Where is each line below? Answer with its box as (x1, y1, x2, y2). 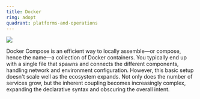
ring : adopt (6, 14, 36, 20)
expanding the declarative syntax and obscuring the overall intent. (6, 86, 170, 93)
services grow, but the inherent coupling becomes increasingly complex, (6, 79, 186, 87)
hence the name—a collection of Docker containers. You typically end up (6, 54, 187, 61)
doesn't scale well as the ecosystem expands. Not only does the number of (6, 73, 193, 80)
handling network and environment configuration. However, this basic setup (6, 67, 194, 74)
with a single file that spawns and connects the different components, (6, 61, 179, 68)
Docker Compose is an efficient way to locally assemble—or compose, (6, 47, 181, 55)
